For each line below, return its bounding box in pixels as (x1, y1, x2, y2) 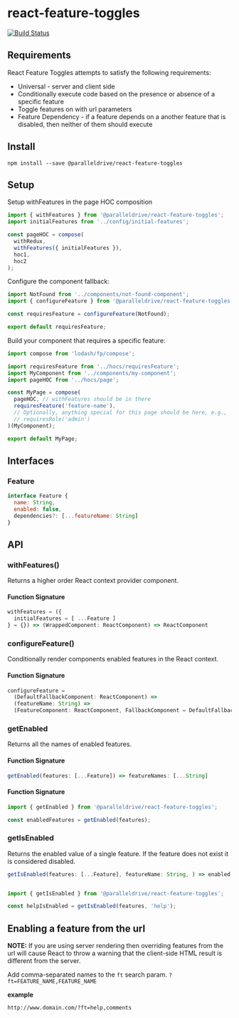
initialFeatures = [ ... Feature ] (14, 615, 116, 622)
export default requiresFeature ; (7, 323, 107, 330)
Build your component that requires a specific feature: (7, 336, 166, 345)
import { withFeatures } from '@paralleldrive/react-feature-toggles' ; (7, 212, 224, 219)
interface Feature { (7, 492, 69, 500)
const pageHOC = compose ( (7, 231, 84, 238)
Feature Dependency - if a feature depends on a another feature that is (17, 112, 226, 121)
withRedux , (14, 238, 46, 245)
